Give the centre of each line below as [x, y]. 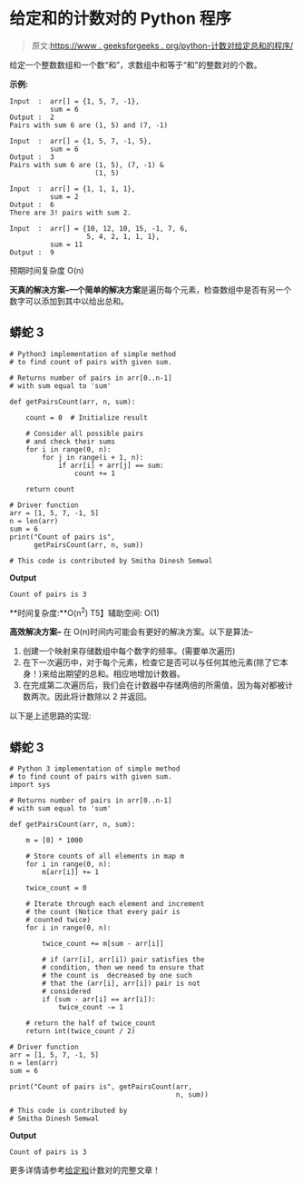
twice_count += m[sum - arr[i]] [103, 944]
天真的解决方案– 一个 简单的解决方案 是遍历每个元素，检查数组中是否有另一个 [151, 289]
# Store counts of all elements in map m [105, 856]
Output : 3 [32, 157]
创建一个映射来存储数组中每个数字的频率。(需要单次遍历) [129, 652]
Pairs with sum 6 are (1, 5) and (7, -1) [89, 125]
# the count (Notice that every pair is [103, 912]
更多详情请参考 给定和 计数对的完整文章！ [85, 1170]
